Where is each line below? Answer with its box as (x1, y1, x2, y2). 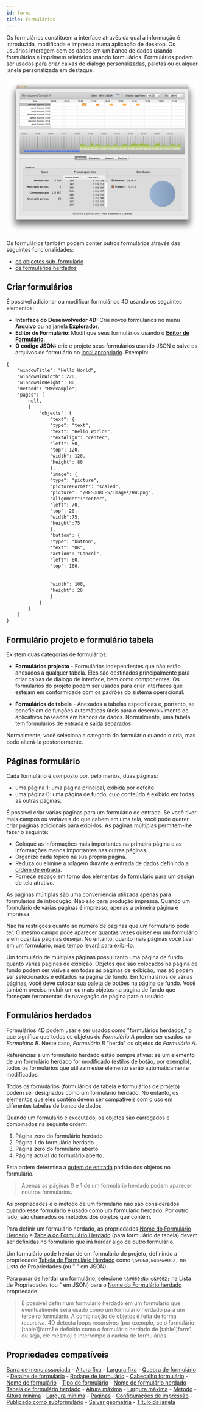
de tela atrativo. (15, 879, 55, 886)
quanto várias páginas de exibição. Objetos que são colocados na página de (6, 960, 198, 967)
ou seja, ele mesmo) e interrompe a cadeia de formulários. (21, 1332, 168, 1339)
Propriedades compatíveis (6, 1350, 109, 1360)
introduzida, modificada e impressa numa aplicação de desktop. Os (6, 40, 175, 48)
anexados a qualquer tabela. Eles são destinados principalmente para (15, 669, 190, 676)
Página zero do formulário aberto (15, 1145, 99, 1152)
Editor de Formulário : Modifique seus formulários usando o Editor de (15, 329, 190, 337)
